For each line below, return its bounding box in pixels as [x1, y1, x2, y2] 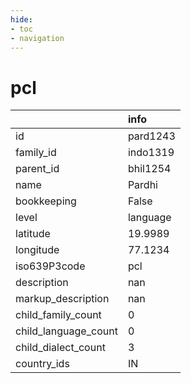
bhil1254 [127, 162, 172, 176]
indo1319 [127, 146, 175, 160]
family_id [15, 146, 57, 160]
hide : [10, 14, 33, 25]
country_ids [15, 357, 70, 371]
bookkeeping [15, 194, 77, 208]
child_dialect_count [15, 341, 106, 355]
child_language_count [15, 324, 118, 338]
